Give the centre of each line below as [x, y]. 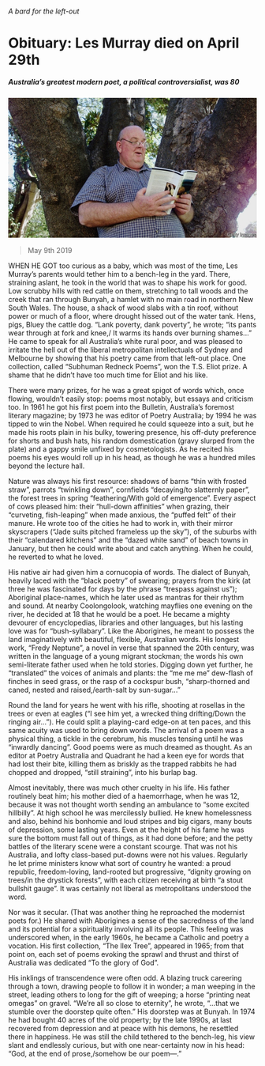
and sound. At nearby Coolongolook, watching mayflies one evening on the [131, 606]
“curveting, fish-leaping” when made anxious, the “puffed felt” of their [122, 515]
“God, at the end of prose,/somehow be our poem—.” [95, 1054]
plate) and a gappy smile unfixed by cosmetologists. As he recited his [121, 449]
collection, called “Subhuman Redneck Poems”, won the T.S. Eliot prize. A [128, 367]
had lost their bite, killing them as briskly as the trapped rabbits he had [122, 764]
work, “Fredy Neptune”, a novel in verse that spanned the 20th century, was [131, 648]
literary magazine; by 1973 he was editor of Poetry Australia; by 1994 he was [132, 416]
